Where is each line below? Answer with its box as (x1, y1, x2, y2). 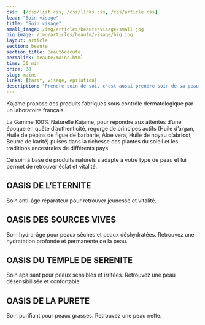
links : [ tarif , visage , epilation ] (6, 77, 98, 83)
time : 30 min (6, 60, 40, 66)
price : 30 (6, 66, 32, 72)
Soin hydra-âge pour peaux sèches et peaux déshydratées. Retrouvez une (6, 231, 195, 238)
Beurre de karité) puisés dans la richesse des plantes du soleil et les (6, 138, 179, 145)
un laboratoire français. (6, 107, 66, 113)
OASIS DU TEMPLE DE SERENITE (6, 255, 133, 266)
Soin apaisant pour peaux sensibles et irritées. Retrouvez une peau (6, 271, 176, 279)
